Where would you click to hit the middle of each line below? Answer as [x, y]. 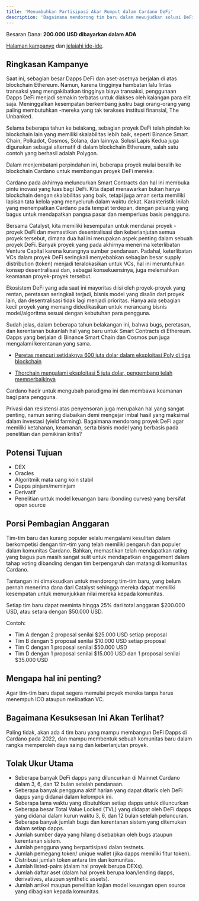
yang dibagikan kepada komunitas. [57, 891]
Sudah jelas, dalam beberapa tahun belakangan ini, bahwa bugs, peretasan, [99, 325]
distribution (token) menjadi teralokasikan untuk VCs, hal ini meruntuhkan [95, 264]
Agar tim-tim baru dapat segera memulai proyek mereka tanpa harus [90, 693]
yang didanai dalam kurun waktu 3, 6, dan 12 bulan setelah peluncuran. [101, 816]
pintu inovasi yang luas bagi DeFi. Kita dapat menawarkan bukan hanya [93, 189]
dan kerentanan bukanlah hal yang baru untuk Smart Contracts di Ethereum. [99, 331]
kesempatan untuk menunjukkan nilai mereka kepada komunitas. [85, 594]
